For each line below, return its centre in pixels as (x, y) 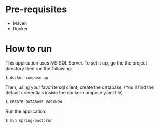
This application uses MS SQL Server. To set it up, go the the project (76, 63)
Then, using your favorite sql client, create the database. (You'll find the (80, 87)
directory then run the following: (39, 68)
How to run (29, 49)
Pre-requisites (36, 9)
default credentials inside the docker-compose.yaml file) (64, 92)
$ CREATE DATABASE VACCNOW (34, 102)
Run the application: (26, 111)
